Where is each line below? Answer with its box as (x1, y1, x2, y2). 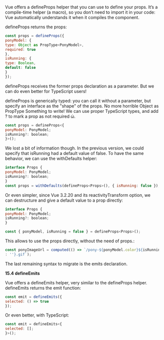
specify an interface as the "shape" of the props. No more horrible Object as (5, 103, 159, 109)
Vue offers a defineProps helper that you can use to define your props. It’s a (5, 4, 158, 10)
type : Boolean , (5, 61, 36, 65)
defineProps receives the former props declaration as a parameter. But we (5, 83, 155, 89)
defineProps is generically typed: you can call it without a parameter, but (5, 98, 151, 104)
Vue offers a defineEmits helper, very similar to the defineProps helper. (5, 279, 147, 285)
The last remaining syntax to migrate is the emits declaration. (5, 261, 128, 267)
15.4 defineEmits (5, 270, 40, 276)
